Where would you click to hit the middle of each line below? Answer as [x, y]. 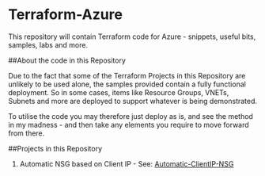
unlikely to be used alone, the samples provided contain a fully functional [127, 84]
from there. [26, 133]
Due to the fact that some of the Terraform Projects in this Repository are [127, 75]
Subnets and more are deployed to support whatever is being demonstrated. [133, 101]
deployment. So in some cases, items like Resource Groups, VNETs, [119, 92]
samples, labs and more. [48, 44]
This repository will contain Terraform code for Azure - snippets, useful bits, [132, 36]
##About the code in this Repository [67, 60]
